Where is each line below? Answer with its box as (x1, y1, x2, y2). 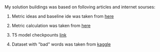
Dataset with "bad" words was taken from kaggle (11, 41, 111, 47)
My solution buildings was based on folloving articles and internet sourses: (4, 4, 156, 10)
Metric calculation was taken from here (11, 23, 91, 28)
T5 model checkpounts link (11, 32, 67, 38)
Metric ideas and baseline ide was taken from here (11, 13, 114, 19)
